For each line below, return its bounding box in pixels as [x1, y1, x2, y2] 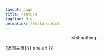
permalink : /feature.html [5, 21, 60, 26]
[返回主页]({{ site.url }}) [5, 45, 54, 51]
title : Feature [5, 12, 38, 17]
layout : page [5, 7, 33, 12]
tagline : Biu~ [5, 16, 36, 21]
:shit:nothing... [70, 35, 100, 41]
